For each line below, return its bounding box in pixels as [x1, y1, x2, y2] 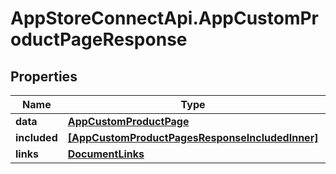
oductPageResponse [10, 28, 188, 51]
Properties [10, 68, 78, 85]
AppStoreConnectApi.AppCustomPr [10, 7, 320, 30]
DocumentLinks [67, 147, 145, 161]
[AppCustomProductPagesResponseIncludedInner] [67, 131, 319, 144]
